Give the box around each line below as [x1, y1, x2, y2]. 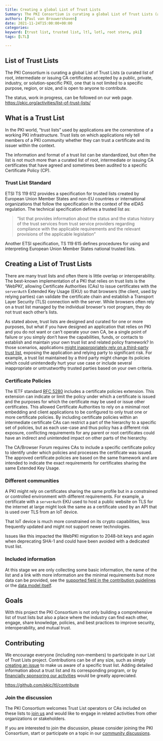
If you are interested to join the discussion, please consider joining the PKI [5, 725, 153, 731]
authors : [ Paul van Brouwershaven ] [5, 16, 77, 21]
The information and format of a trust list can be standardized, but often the [5, 152, 156, 157]
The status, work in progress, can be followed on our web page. [5, 95, 133, 100]
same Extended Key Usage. [5, 465, 61, 471]
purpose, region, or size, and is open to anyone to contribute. [5, 85, 128, 91]
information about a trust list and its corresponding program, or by [5, 667, 137, 673]
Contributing [5, 639, 45, 647]
